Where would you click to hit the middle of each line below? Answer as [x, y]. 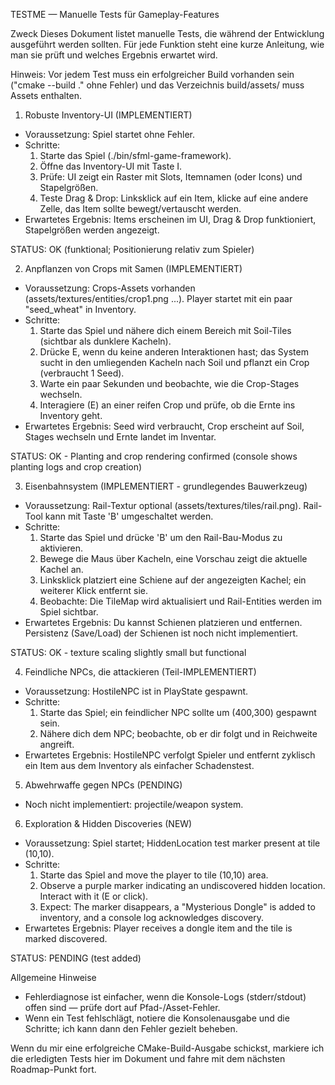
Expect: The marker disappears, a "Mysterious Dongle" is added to [177, 907]
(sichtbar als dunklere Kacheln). [105, 341]
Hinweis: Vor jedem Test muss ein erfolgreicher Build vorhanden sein [152, 74]
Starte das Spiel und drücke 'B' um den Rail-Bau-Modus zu [161, 537]
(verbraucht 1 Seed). [82, 373]
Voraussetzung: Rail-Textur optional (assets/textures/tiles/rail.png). [163, 505]
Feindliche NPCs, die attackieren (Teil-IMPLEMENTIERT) [140, 672]
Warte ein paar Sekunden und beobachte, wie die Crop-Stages [169, 383]
